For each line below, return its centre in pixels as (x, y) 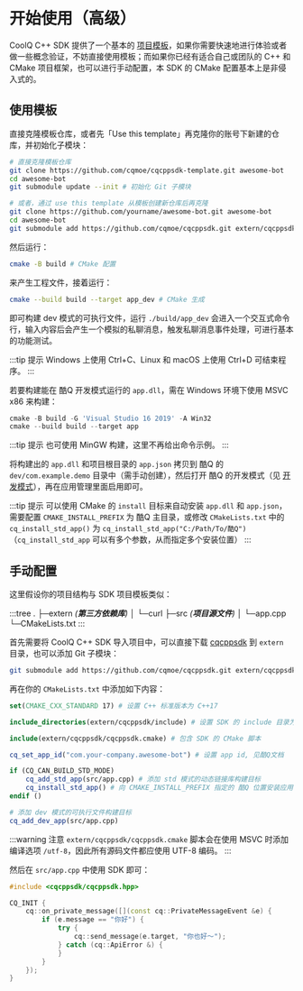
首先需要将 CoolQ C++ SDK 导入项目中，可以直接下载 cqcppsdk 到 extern (147, 642)
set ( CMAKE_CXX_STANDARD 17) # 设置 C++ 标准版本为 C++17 (114, 706)
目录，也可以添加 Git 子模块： (64, 654)
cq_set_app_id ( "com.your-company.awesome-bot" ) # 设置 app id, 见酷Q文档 (147, 755)
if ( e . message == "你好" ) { (93, 920)
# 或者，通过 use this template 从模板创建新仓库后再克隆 (109, 204)
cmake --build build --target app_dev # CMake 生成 (107, 299)
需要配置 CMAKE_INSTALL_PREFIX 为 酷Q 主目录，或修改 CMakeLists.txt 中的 (147, 517)
